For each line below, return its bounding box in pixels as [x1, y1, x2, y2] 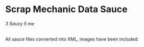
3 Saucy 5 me [5, 20, 35, 26]
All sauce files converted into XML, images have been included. [5, 36, 139, 42]
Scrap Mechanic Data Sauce [5, 4, 128, 15]
